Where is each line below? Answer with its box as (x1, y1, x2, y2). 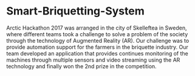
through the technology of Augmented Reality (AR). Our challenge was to (6, 37, 190, 44)
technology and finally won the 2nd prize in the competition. (6, 62, 157, 70)
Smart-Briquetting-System (6, 4, 145, 18)
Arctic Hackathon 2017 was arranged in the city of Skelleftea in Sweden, (6, 24, 187, 31)
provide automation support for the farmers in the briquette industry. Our (6, 43, 188, 51)
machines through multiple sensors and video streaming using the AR (6, 56, 180, 63)
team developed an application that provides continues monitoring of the (6, 49, 188, 57)
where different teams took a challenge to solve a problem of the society (6, 30, 188, 37)
